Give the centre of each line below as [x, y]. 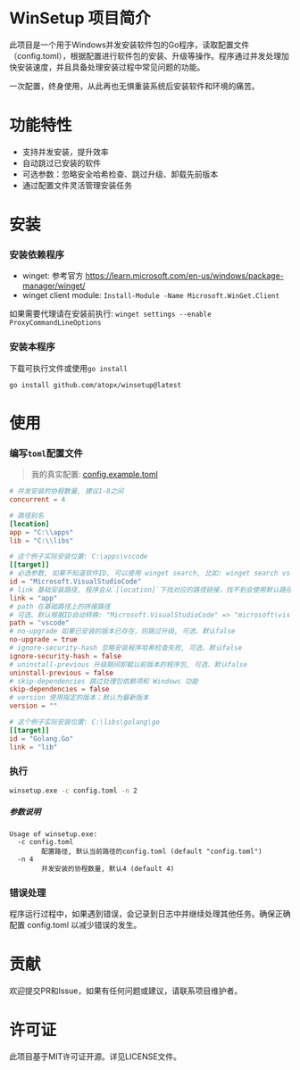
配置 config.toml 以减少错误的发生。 [75, 925]
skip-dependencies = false [59, 689]
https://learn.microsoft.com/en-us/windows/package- [184, 276]
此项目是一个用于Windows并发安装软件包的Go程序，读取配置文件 [129, 45]
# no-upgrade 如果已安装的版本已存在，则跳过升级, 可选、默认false [122, 631]
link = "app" [33, 598]
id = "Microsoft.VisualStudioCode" [75, 582]
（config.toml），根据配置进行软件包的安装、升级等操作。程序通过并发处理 [146, 55]
